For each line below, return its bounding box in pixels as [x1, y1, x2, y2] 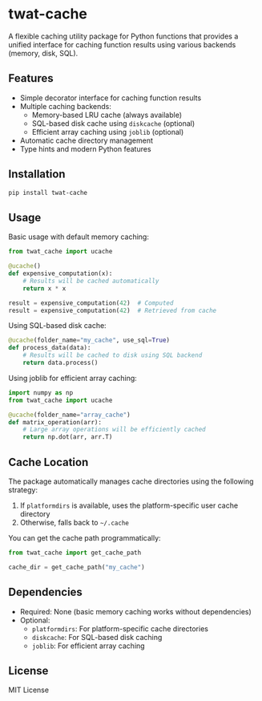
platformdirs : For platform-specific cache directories [31, 623, 208, 634]
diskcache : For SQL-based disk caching [31, 632, 163, 642]
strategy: [8, 484, 38, 494]
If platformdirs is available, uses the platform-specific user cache [19, 500, 239, 510]
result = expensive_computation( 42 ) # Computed [8, 298, 174, 307]
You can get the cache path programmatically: [8, 533, 162, 542]
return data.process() [22, 359, 99, 367]
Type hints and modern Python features [19, 144, 151, 153]
